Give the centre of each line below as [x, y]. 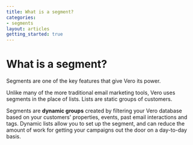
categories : [21, 18]
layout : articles [28, 29]
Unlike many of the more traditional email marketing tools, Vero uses [91, 93]
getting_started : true [35, 34]
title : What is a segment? [40, 12]
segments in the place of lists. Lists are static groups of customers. [89, 99]
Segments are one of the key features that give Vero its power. [84, 81]
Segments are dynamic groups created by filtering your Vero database [94, 111]
